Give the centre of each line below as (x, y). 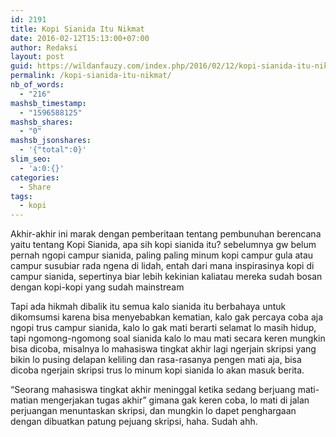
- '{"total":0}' (53, 150)
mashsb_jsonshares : (51, 141)
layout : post (37, 57)
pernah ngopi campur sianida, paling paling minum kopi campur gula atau (162, 255)
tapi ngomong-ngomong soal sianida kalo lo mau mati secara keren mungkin (168, 338)
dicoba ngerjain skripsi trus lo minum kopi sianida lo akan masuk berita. (157, 370)
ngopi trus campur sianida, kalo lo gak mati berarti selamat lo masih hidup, (163, 328)
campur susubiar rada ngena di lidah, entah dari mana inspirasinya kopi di (162, 266)
